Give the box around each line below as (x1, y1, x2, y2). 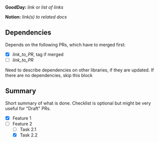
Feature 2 (12, 120, 32, 126)
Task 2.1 (19, 126, 36, 132)
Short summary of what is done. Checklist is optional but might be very (5, 100, 151, 106)
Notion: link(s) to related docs (5, 14, 67, 19)
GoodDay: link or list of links (5, 4, 64, 10)
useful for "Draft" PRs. (5, 105, 51, 111)
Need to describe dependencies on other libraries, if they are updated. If (5, 67, 154, 73)
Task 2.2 (19, 132, 38, 138)
